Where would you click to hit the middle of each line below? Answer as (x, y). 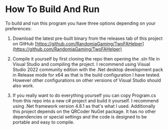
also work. (23, 85)
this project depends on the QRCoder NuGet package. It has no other (84, 111)
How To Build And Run (52, 9)
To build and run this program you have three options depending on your (80, 23)
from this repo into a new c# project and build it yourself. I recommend (86, 101)
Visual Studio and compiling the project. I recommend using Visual (81, 64)
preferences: (18, 28)
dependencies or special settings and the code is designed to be (79, 116)
